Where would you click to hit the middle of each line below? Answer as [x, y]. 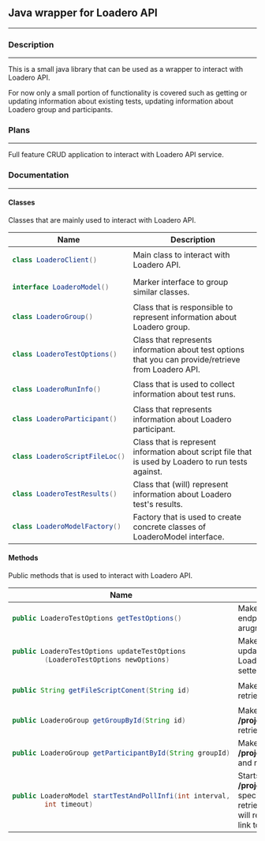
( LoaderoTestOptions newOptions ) [107, 660]
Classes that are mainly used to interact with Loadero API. [102, 220]
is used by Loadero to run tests [190, 461]
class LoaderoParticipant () [65, 419]
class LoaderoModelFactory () [67, 527]
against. [148, 471]
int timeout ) [69, 804]
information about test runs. [184, 394]
